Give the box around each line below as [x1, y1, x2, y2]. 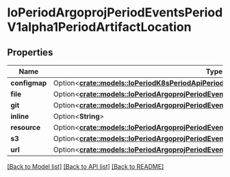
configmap [10, 79, 47, 87]
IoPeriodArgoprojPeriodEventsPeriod [7, 5, 223, 21]
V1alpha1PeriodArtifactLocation [7, 19, 192, 35]
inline [10, 111, 29, 121]
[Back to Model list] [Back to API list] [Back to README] [7, 163, 164, 170]
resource [10, 123, 41, 132]
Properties [7, 46, 53, 58]
